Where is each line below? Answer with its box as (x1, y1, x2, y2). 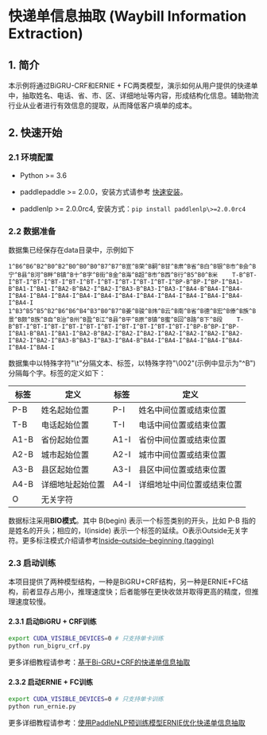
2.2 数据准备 (8, 226, 56, 237)
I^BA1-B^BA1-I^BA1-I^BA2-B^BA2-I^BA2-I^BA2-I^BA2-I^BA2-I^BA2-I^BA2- (8, 329, 244, 338)
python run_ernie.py (8, 702, 77, 711)
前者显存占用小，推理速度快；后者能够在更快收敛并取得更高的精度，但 (21, 587, 252, 597)
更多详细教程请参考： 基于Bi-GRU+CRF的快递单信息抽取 (8, 657, 191, 667)
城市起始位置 (41, 449, 90, 460)
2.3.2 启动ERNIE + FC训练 (8, 677, 94, 687)
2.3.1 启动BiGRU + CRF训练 (8, 617, 97, 626)
